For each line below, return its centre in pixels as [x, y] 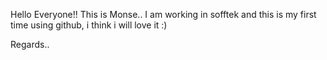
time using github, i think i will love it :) [89, 25]
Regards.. [30, 44]
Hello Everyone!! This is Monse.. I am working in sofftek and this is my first [163, 14]
